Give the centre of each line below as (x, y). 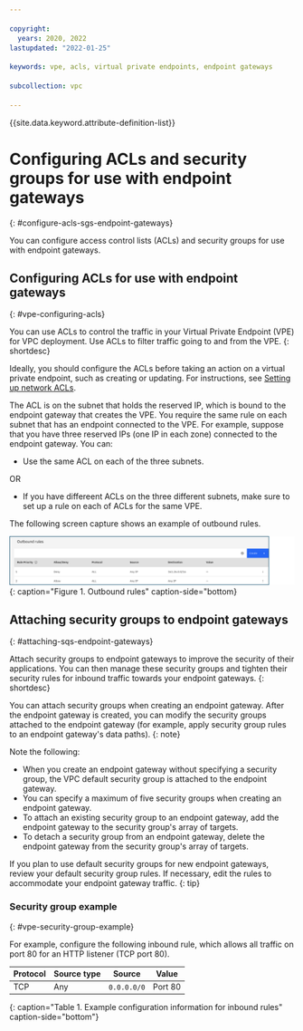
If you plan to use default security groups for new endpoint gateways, (139, 864)
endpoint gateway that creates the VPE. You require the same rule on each (148, 415)
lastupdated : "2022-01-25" (60, 48)
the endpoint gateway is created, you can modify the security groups (138, 715)
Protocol (30, 974)
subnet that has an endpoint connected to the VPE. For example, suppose (147, 425)
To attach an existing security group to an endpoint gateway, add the (151, 818)
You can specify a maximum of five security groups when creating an (152, 798)
